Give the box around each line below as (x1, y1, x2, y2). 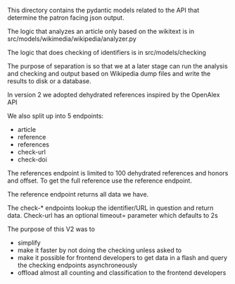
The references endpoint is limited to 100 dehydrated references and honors (7, 169, 229, 177)
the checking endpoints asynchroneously (17, 261, 138, 269)
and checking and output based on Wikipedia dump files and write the (7, 70, 211, 78)
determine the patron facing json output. (7, 13, 125, 22)
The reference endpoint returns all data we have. (7, 190, 149, 198)
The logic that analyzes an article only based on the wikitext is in (7, 27, 195, 35)
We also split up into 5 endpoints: (7, 112, 104, 120)
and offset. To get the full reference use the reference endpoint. (7, 176, 192, 185)
